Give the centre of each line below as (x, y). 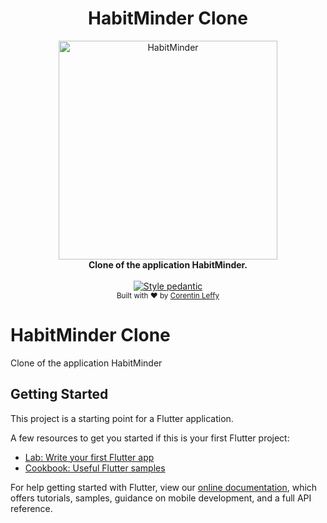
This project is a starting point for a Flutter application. (122, 418)
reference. (31, 508)
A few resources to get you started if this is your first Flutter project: (150, 438)
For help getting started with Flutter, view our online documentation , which (164, 487)
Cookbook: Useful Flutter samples (95, 468)
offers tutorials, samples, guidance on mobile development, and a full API (161, 498)
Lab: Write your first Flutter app (89, 457)
